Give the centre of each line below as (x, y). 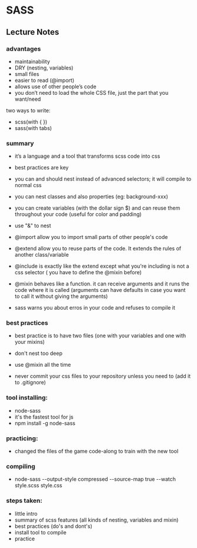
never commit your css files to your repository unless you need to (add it (103, 376)
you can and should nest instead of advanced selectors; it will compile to (103, 179)
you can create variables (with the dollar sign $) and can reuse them (97, 208)
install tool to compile (40, 532)
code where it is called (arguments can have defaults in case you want (100, 290)
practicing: (22, 438)
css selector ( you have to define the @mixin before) (78, 273)
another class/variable (42, 255)
